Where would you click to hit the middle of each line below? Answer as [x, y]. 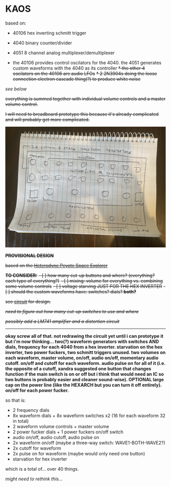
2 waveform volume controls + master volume [61, 426]
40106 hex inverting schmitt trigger [49, 33]
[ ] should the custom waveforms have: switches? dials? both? [71, 291]
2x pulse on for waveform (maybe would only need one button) [79, 453]
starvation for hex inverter [40, 459]
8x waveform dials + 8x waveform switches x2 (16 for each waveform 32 [89, 415]
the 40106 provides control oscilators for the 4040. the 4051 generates [87, 62]
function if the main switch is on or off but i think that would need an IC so [85, 374]
